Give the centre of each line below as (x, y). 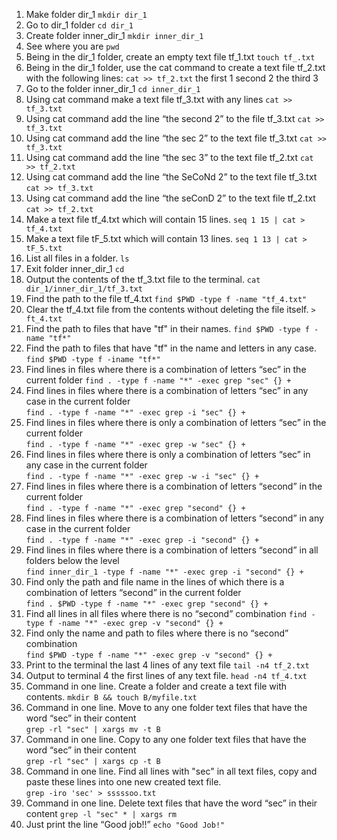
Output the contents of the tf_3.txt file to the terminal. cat (143, 279)
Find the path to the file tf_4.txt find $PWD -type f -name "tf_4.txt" (166, 298)
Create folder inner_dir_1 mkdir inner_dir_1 (114, 35)
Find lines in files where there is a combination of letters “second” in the (174, 486)
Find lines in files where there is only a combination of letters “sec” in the (176, 422)
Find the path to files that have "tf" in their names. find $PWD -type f (167, 328)
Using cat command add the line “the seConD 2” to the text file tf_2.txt (170, 198)
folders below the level (72, 560)
